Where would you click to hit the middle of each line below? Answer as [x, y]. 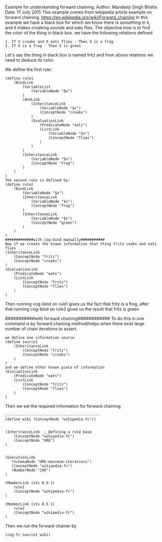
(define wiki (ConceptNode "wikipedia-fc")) [51, 419]
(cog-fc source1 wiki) [28, 535]
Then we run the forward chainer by [41, 526]
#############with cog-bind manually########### [55, 240]
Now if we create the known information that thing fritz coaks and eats [81, 244]
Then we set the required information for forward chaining [63, 406]
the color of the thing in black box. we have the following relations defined [79, 33]
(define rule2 [19, 184]
